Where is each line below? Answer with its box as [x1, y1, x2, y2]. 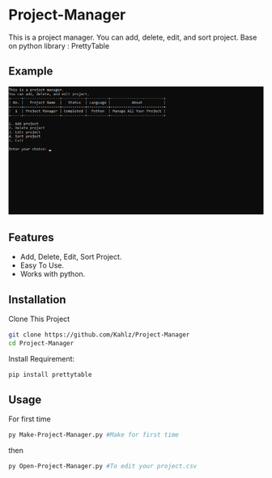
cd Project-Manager [8, 339, 74, 347]
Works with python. [19, 269, 86, 279]
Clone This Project [8, 314, 70, 324]
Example [8, 65, 53, 78]
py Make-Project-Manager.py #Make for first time [8, 431, 180, 439]
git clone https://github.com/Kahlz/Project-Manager [8, 330, 190, 339]
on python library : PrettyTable [8, 40, 110, 50]
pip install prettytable [8, 370, 92, 379]
